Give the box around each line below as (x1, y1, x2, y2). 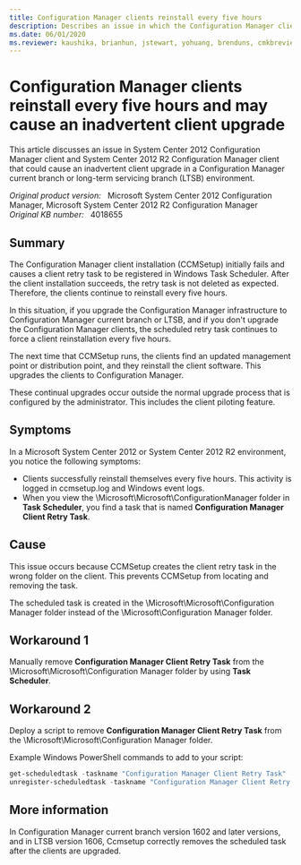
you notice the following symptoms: (9, 456, 142, 467)
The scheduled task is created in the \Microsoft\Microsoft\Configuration (9, 597, 275, 608)
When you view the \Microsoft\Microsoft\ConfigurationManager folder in (21, 492, 290, 502)
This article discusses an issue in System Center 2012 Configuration (9, 144, 262, 155)
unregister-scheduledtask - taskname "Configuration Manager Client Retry (9, 778, 291, 787)
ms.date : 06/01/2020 (9, 30, 87, 39)
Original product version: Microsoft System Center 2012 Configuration (9, 190, 273, 201)
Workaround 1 (9, 633, 90, 648)
